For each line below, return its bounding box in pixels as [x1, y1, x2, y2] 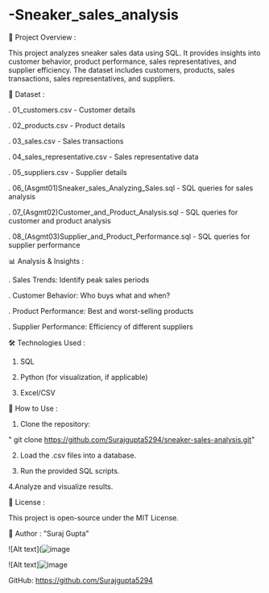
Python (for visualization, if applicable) [19, 372, 148, 382]
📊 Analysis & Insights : [8, 256, 85, 265]
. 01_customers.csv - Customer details [8, 105, 135, 115]
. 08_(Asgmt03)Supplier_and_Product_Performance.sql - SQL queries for [8, 232, 250, 241]
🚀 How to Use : [8, 403, 58, 413]
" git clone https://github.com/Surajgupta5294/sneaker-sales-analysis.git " [8, 434, 255, 445]
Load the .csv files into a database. [19, 450, 137, 460]
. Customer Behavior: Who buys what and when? [8, 290, 171, 300]
